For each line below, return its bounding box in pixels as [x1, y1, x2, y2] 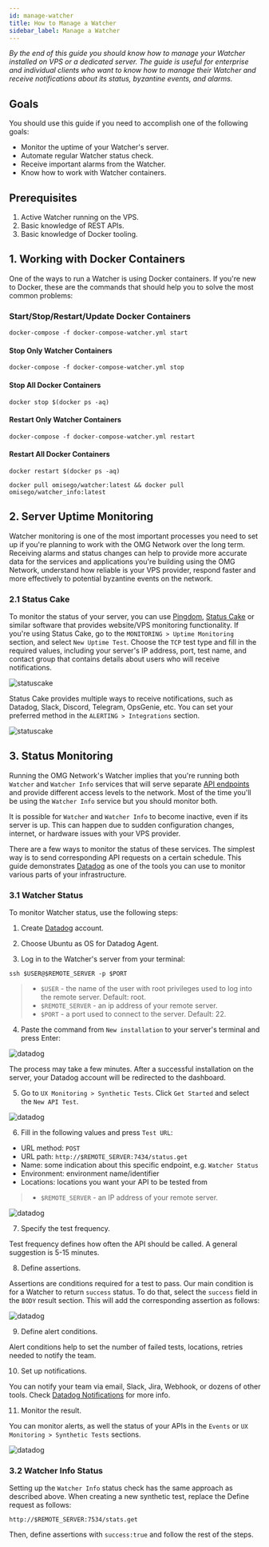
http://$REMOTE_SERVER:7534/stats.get [9, 1516, 138, 1524]
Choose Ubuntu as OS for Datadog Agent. [20, 939, 159, 949]
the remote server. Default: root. [40, 993, 147, 1002]
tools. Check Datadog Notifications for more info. [9, 1390, 171, 1400]
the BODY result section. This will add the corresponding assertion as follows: [9, 1296, 260, 1305]
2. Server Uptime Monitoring [9, 510, 154, 524]
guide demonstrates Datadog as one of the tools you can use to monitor [9, 861, 246, 870]
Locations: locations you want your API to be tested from [20, 1177, 208, 1187]
